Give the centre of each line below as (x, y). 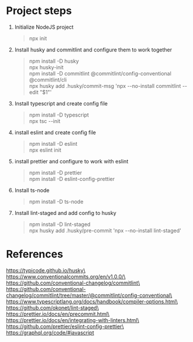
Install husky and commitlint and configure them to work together (93, 49)
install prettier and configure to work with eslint (71, 161)
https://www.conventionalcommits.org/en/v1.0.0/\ (66, 276)
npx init (38, 38)
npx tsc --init (44, 121)
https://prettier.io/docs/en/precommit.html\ (58, 314)
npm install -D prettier (56, 172)
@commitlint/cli (48, 80)
